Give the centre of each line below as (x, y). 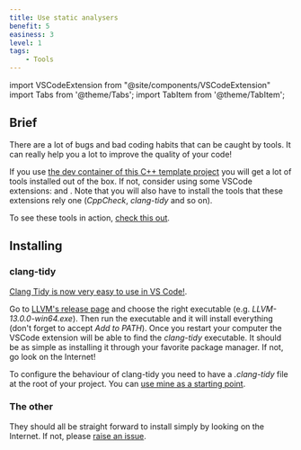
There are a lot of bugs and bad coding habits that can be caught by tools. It (150, 144)
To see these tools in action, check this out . (90, 218)
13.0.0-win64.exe (41, 318)
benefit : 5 (30, 26)
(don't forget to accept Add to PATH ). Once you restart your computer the (146, 328)
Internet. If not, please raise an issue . (78, 436)
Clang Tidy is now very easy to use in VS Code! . (98, 291)
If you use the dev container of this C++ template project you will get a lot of (150, 171)
